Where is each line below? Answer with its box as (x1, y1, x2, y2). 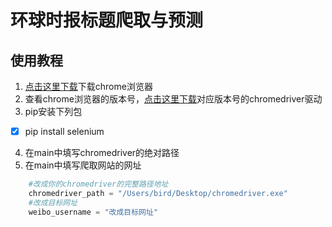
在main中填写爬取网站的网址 (24, 159, 142, 171)
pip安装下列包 (24, 106, 83, 117)
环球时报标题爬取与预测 (10, 9, 204, 32)
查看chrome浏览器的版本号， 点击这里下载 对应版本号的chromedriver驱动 (24, 93, 323, 105)
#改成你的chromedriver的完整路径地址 (28, 179, 169, 190)
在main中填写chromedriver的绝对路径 (24, 147, 180, 159)
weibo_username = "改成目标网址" (28, 207, 159, 217)
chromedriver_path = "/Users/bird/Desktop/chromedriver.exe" (28, 188, 288, 198)
